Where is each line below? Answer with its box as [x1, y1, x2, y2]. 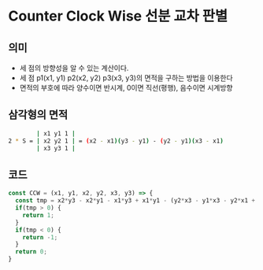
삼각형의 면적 [8, 108, 69, 122]
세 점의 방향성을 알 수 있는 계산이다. [19, 64, 129, 72]
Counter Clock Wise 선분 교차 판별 [8, 7, 228, 25]
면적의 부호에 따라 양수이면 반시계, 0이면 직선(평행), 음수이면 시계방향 [19, 83, 233, 92]
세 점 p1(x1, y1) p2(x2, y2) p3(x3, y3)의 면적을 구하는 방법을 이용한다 [19, 73, 234, 83]
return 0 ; [15, 248, 47, 256]
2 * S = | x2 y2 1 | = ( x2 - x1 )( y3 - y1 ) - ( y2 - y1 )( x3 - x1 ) [8, 137, 224, 145]
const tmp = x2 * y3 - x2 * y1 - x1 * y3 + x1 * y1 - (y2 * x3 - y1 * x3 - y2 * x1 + [15, 197, 256, 205]
